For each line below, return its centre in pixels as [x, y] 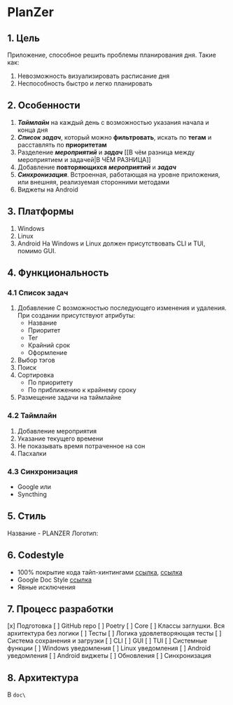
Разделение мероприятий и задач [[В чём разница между [106, 152]
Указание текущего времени [60, 438]
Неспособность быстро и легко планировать [85, 83]
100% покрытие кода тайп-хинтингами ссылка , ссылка [100, 572]
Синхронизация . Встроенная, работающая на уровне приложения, [119, 174]
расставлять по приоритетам [62, 145]
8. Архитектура [43, 678]
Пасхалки [32, 453]
